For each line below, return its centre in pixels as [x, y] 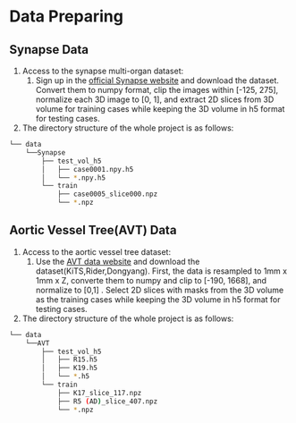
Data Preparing [66, 17]
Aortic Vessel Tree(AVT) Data [93, 230]
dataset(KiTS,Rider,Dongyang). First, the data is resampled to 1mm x [161, 271]
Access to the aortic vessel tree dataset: [97, 251]
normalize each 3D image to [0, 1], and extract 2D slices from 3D [155, 99]
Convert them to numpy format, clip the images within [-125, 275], [157, 90]
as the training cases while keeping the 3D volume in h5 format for [158, 299]
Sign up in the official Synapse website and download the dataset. [157, 80]
